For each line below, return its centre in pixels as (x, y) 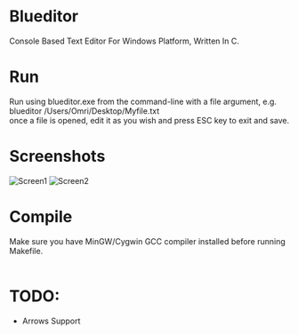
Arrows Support (51, 321)
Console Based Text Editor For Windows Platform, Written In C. (125, 41)
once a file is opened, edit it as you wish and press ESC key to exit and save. (149, 120)
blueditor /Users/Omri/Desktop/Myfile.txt (85, 111)
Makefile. (26, 251)
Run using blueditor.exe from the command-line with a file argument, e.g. (143, 101)
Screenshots (57, 156)
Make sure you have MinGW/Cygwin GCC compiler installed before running (148, 241)
